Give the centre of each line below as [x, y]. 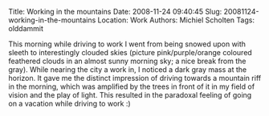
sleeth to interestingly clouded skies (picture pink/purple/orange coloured [130, 52]
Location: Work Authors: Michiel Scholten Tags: [176, 20]
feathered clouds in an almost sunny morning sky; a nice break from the [127, 61]
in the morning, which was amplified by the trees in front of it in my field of [132, 86]
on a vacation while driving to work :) [69, 104]
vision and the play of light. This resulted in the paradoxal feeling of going [130, 95]
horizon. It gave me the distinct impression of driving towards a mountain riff [135, 78]
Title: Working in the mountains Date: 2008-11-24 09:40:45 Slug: [115, 12]
